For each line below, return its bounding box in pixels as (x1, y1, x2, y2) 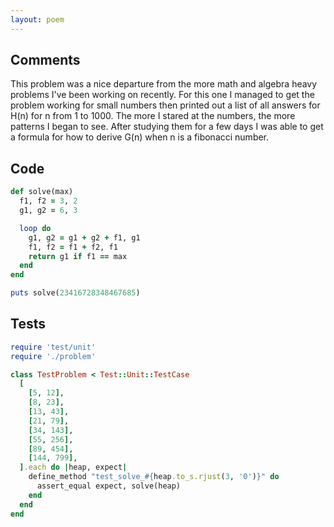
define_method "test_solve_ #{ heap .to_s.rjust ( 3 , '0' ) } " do (28, 472, 280, 482)
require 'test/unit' (10, 342, 97, 352)
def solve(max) (10, 187, 74, 197)
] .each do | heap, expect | (19, 462, 128, 473)
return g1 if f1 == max (28, 251, 128, 261)
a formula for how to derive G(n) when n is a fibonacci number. (10, 131, 270, 143)
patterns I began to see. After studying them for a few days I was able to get (10, 121, 324, 133)
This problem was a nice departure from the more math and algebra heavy (10, 78, 318, 90)
